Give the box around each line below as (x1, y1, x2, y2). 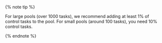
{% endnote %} (5, 33, 37, 39)
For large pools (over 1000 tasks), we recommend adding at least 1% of (5, 14, 149, 19)
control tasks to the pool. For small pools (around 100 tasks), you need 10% (5, 19, 158, 24)
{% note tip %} (5, 4, 35, 10)
